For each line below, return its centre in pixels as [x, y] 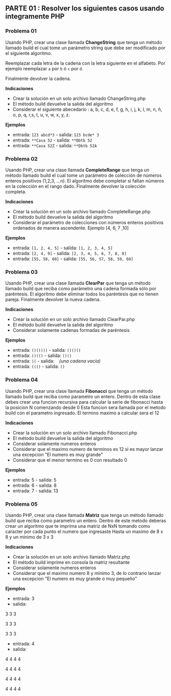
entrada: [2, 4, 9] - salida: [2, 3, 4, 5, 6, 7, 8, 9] [69, 253]
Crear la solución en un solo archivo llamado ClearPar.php [74, 320]
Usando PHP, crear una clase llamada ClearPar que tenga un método [78, 283]
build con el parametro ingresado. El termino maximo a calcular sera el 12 [82, 413]
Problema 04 [22, 380]
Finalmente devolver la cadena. [38, 78]
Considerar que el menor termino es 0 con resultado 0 [70, 460]
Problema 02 [22, 158]
